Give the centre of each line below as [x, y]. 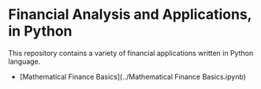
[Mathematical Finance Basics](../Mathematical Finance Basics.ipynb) [133, 76]
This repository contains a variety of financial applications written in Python [131, 53]
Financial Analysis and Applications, [130, 15]
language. [24, 61]
